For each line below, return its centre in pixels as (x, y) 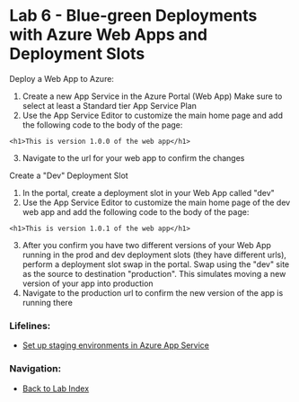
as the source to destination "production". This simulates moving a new (154, 273)
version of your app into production (88, 283)
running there (48, 302)
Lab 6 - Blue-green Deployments (133, 16)
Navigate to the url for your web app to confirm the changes (133, 157)
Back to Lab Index (56, 389)
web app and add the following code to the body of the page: (136, 211)
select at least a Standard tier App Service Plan (110, 105)
